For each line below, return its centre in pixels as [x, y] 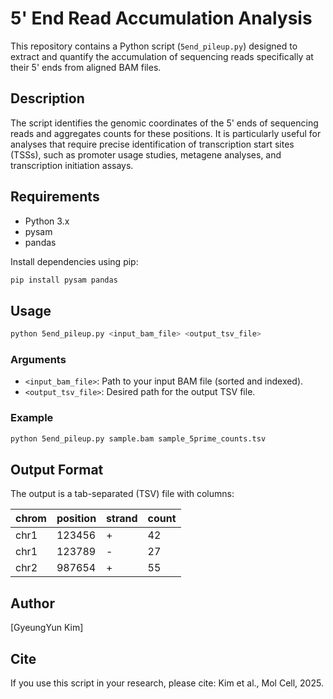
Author [32, 603]
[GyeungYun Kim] [47, 628]
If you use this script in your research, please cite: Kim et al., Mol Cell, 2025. [167, 683]
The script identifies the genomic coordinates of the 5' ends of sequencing [164, 123]
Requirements [55, 197]
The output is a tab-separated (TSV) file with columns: [122, 494]
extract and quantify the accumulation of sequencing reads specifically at [162, 56]
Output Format [57, 469]
